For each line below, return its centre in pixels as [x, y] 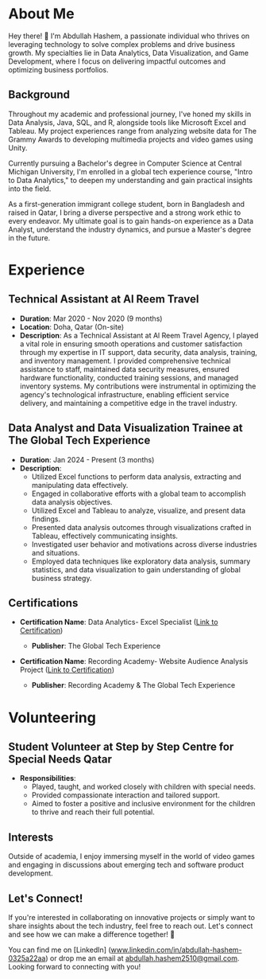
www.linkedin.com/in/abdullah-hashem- [176, 950]
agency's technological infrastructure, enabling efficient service [124, 394]
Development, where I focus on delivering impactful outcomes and [117, 61]
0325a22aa [27, 958]
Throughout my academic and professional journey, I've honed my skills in [130, 114]
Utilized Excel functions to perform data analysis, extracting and [137, 476]
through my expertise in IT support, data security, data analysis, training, [139, 352]
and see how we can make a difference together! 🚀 [92, 934]
